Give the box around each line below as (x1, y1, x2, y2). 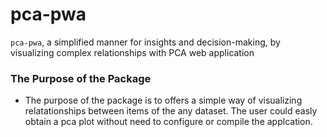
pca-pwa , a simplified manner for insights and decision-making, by (10, 36, 281, 48)
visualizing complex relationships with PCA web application (10, 46, 255, 58)
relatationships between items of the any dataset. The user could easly (24, 105, 318, 117)
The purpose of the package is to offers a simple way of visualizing (24, 94, 303, 107)
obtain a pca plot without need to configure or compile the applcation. (24, 116, 313, 128)
